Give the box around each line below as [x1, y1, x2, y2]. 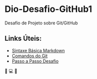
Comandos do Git [11, 53, 48, 59]
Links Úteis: [4, 34, 42, 43]
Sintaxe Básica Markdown [11, 47, 65, 53]
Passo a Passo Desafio [11, 58, 59, 64]
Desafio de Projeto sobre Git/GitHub [4, 20, 78, 26]
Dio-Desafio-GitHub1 [4, 3, 93, 15]
